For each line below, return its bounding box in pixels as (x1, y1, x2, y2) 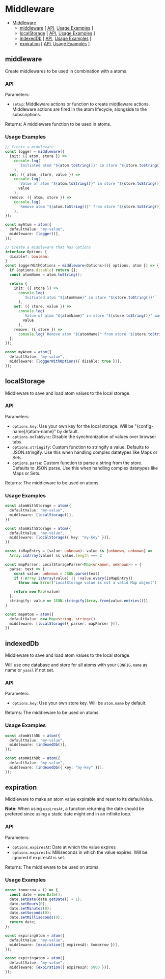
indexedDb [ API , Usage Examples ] (19, 35, 92, 41)
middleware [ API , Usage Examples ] (19, 25, 93, 31)
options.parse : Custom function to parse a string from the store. (12, 460, 142, 466)
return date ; (9, 920, 36, 925)
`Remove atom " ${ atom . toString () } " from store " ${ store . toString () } (18, 204, 162, 209)
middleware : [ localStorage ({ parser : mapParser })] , (9, 621, 120, 626)
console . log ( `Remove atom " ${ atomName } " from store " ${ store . (18, 332, 148, 337)
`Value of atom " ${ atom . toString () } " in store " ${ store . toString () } (18, 181, 162, 186)
